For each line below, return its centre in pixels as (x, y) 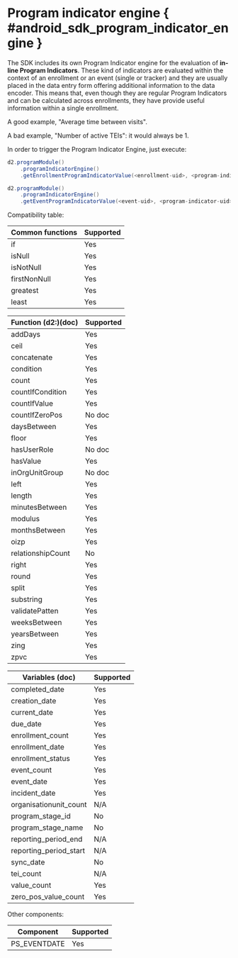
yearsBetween (35, 634)
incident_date (33, 793)
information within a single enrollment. (63, 108)
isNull (20, 256)
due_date (27, 724)
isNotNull (26, 267)
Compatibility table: (36, 215)
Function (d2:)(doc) (45, 323)
